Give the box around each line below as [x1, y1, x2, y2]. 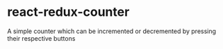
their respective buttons [7, 34, 76, 42]
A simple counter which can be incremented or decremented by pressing [7, 27, 217, 35]
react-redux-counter [7, 4, 130, 20]
